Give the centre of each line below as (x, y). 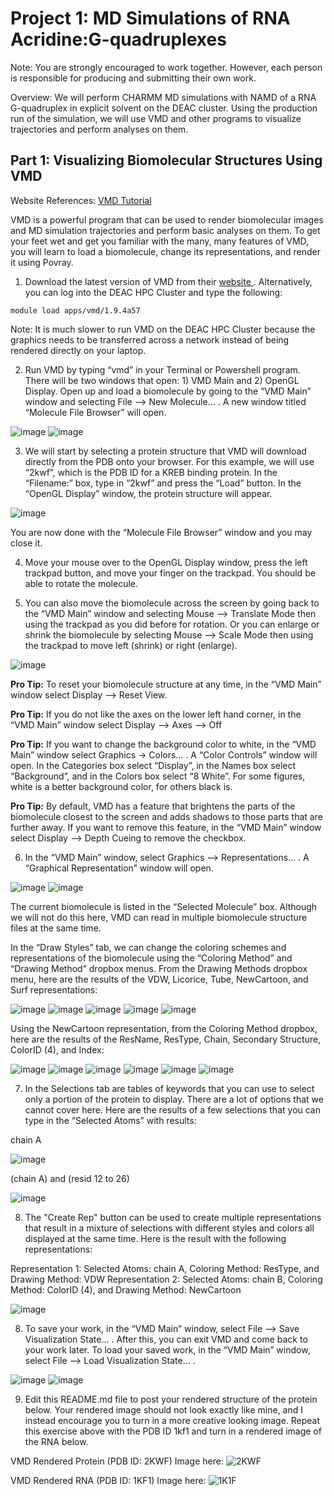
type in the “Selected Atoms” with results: (110, 1120)
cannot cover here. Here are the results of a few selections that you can (173, 1109)
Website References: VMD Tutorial (81, 200)
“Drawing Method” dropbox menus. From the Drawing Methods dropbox (159, 968)
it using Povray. (42, 262)
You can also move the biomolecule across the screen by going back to (172, 603)
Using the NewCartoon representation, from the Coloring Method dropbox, (164, 1028)
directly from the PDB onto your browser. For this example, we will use (169, 461)
